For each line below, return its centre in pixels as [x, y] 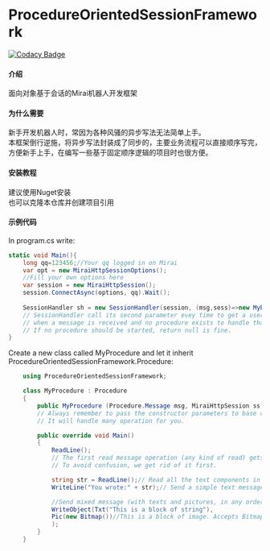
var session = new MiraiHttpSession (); [90, 285]
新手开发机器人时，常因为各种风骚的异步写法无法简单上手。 [107, 133]
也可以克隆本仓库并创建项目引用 [61, 202]
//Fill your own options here [74, 278]
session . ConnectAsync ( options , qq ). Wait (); [97, 293]
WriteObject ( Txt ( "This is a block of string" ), [133, 509]
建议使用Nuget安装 [40, 192]
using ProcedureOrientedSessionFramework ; [95, 376]
